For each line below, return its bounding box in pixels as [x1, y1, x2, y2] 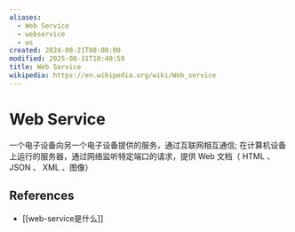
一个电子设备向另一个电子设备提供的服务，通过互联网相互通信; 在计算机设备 [9, 140, 287, 150]
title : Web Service [9, 63, 82, 72]
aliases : [9, 12, 42, 22]
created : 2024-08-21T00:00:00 [9, 46, 122, 55]
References [9, 188, 75, 204]
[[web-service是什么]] [21, 212, 104, 223]
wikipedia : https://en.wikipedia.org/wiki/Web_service [9, 71, 217, 80]
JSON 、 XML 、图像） [9, 162, 93, 172]
